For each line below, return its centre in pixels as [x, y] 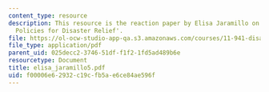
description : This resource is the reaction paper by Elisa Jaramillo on [134, 23]
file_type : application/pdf [55, 46]
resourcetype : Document [48, 61]
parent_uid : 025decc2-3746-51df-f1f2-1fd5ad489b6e [94, 53]
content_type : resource [48, 16]
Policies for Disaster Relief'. [70, 30]
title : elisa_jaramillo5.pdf [57, 68]
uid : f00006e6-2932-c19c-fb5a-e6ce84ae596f [82, 75]
